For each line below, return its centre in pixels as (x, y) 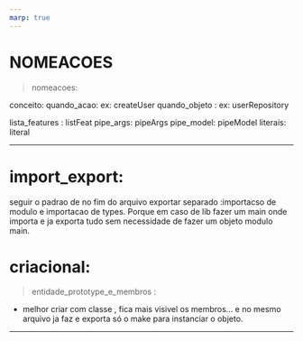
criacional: (50, 267)
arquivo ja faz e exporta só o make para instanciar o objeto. (133, 319)
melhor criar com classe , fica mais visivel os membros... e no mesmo (151, 309)
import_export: (67, 176)
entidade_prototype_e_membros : (93, 292)
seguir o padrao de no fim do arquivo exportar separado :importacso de (143, 202)
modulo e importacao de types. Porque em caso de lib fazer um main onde (148, 211)
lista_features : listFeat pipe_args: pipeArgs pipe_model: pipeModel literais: (148, 122)
